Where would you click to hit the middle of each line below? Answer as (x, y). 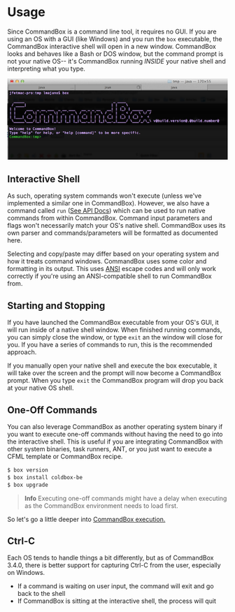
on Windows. (26, 573)
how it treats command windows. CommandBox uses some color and (107, 261)
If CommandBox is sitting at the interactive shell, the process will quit (117, 601)
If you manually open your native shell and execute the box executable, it (112, 366)
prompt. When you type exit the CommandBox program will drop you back (115, 381)
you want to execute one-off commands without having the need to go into (115, 434)
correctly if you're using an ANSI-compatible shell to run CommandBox (109, 276)
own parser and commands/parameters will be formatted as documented (113, 233)
